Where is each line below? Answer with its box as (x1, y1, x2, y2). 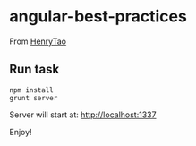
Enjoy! (9, 126, 33, 137)
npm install (9, 85, 54, 95)
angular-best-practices (9, 6, 188, 27)
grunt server (9, 93, 58, 102)
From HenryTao (9, 36, 67, 47)
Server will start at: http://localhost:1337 (9, 109, 157, 120)
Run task (9, 62, 60, 77)
